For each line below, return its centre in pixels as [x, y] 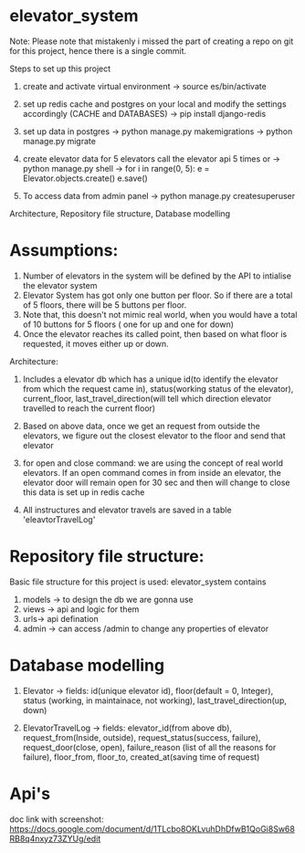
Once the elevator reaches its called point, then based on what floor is [155, 333]
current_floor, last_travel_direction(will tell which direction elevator [147, 398]
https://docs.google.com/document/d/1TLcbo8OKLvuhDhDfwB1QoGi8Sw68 [152, 828]
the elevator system [60, 285]
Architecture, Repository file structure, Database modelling [120, 213]
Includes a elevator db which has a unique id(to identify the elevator [150, 379]
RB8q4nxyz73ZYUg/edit [55, 838]
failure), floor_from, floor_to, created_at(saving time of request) [141, 757]
